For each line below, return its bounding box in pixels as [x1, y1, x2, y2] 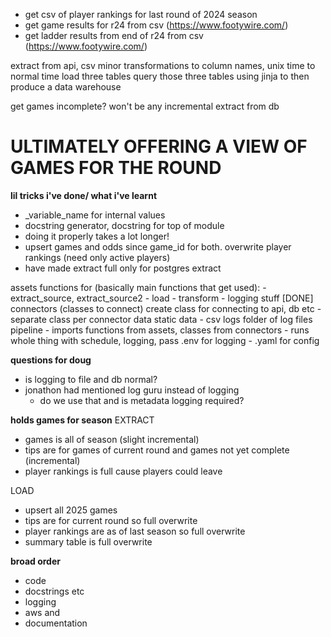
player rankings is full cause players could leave [24, 465, 223, 477]
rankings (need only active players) [24, 251, 171, 263]
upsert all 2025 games [24, 504, 118, 516]
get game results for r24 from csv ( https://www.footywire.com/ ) [24, 19, 289, 31]
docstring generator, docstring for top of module [24, 219, 225, 231]
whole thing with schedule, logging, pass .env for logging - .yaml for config [10, 334, 320, 346]
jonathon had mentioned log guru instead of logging [24, 384, 240, 396]
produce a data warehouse [10, 81, 122, 93]
